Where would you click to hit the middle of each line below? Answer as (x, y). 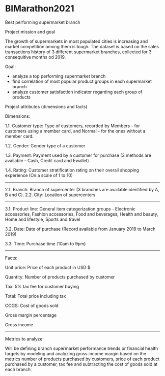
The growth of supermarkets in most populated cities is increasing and (77, 41)
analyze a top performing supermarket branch (59, 76)
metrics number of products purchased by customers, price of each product (82, 359)
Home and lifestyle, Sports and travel (42, 219)
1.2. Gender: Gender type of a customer (45, 145)
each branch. (18, 369)
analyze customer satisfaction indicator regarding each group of (77, 92)
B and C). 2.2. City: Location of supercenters (50, 195)
